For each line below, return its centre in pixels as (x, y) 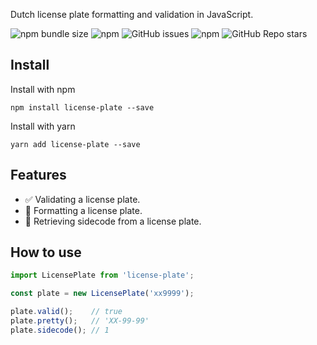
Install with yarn (43, 126)
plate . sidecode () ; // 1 (60, 330)
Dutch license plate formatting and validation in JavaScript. (132, 14)
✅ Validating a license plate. (82, 199)
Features (38, 175)
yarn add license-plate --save (75, 144)
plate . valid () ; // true (66, 312)
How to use (46, 252)
